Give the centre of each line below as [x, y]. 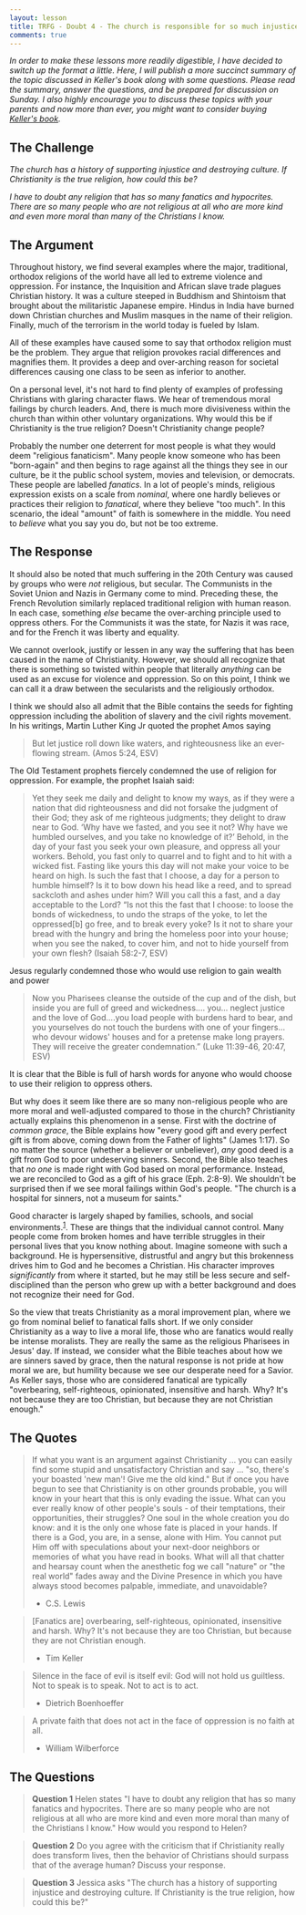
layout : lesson [38, 18]
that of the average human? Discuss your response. [128, 1865]
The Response [51, 552]
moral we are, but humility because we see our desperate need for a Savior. [152, 1371]
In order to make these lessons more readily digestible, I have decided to [146, 61]
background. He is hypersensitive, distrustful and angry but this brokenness [152, 1256]
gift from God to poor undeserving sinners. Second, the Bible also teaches [149, 1159]
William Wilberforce [82, 1748]
